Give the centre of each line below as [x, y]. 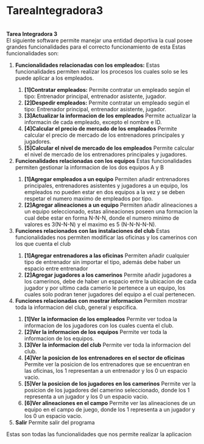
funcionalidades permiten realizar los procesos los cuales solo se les [101, 71]
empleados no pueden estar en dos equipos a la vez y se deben [104, 192]
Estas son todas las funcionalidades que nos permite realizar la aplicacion [99, 434]
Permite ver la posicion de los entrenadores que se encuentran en [107, 364]
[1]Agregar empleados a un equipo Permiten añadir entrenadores [107, 179]
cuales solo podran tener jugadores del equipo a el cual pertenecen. [110, 294]
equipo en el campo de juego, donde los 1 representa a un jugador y [110, 409]
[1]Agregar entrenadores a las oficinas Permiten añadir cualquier [107, 255]
